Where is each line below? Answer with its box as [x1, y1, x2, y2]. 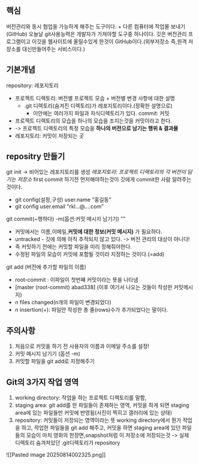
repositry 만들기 [6, 151, 65, 162]
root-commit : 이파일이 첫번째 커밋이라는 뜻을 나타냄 [14, 276, 138, 284]
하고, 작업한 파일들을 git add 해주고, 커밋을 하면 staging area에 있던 [21, 424, 181, 432]
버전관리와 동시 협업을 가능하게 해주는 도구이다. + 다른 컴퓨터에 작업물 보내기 [6, 23, 186, 30]
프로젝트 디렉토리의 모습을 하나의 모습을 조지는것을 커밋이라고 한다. [14, 117, 172, 124]
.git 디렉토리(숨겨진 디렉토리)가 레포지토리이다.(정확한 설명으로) [23, 102, 173, 109]
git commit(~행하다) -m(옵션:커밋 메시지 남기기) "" [6, 215, 126, 222]
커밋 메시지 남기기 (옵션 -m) [14, 350, 81, 358]
